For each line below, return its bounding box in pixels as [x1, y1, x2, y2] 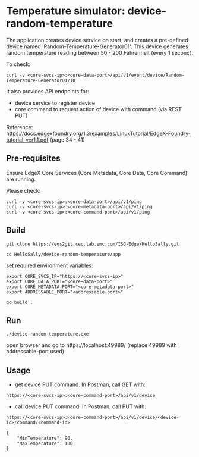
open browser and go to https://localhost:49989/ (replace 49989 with [6, 342, 177, 349]
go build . [6, 299, 33, 305]
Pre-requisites [6, 154, 61, 164]
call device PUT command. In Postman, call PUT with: [14, 403, 147, 410]
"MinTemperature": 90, [17, 436, 73, 442]
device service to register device [14, 99, 96, 107]
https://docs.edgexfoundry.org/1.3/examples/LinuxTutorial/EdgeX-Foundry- [6, 130, 191, 137]
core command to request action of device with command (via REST [14, 105, 182, 112]
